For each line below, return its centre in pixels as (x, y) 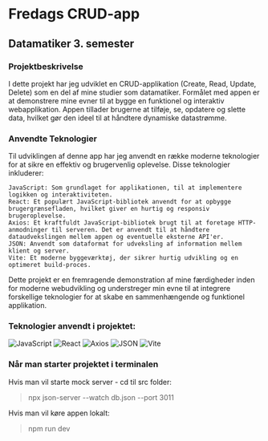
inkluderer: (26, 173)
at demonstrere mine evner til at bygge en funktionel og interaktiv (116, 100)
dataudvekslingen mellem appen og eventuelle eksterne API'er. (116, 237)
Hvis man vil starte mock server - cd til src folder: (90, 382)
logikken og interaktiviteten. (61, 195)
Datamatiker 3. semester (71, 44)
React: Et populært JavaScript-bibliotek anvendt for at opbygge (120, 202)
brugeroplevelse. (37, 216)
